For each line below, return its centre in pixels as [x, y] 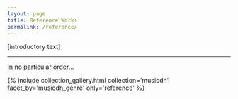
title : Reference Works [42, 20]
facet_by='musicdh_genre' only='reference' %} [76, 88]
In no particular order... [41, 67]
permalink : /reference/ [42, 27]
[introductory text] [34, 47]
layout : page [27, 14]
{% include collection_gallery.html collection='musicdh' [88, 81]
